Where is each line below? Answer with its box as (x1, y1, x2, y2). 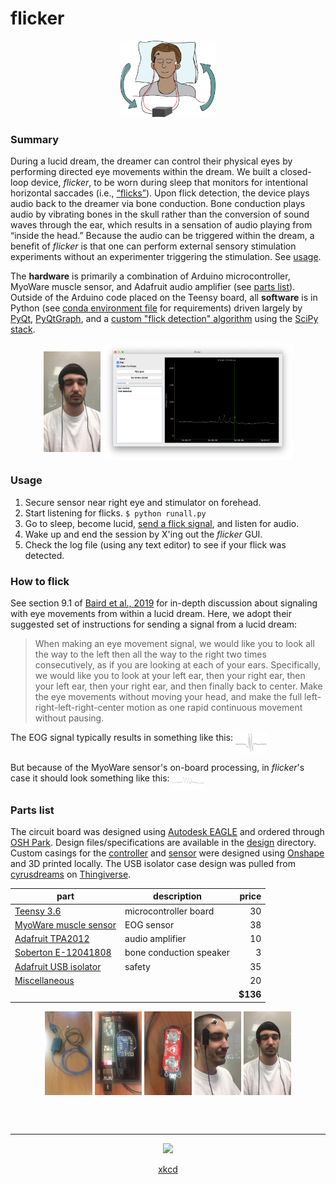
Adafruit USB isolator (14, 960, 102, 972)
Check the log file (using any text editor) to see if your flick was (24, 538, 287, 551)
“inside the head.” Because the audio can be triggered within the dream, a (10, 230, 315, 242)
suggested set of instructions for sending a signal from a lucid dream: (10, 618, 298, 630)
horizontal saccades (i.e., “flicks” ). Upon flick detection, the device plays (10, 187, 310, 199)
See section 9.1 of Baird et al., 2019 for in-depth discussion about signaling (10, 597, 318, 609)
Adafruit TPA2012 (14, 933, 90, 945)
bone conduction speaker (124, 947, 231, 959)
